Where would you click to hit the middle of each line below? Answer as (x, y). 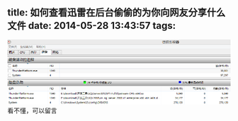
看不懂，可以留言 (32, 110)
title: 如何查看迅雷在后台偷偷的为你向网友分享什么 (117, 13)
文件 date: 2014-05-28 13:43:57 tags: (91, 26)
